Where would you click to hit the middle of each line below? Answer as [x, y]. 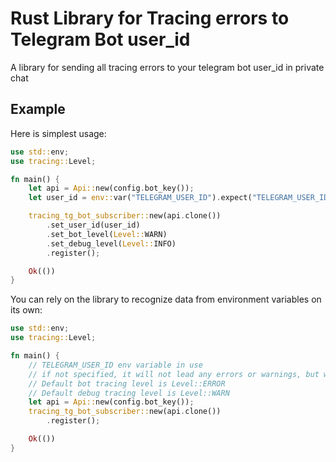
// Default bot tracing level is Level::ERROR [127, 383]
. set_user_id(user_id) [93, 225]
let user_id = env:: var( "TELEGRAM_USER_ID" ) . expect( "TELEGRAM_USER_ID [178, 198]
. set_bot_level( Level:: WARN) [107, 234]
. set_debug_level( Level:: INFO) [111, 243]
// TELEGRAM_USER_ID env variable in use [115, 365]
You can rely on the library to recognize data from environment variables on [166, 299]
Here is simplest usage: [58, 133]
